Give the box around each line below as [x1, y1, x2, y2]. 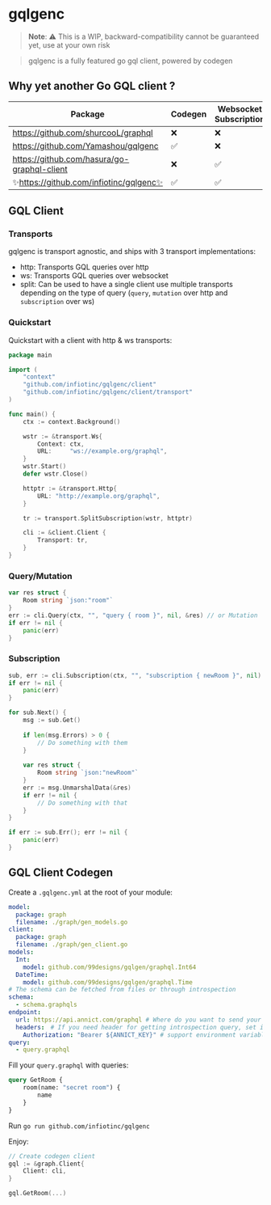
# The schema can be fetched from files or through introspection [8, 986, 236, 994]
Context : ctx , [37, 440, 85, 448]
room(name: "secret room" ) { [23, 1084, 121, 1092]
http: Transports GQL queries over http [19, 262, 149, 272]
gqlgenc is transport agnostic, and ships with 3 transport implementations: [8, 247, 256, 256]
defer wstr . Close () [23, 470, 89, 478]
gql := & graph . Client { [8, 1160, 85, 1168]
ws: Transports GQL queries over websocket [19, 271, 169, 281]
